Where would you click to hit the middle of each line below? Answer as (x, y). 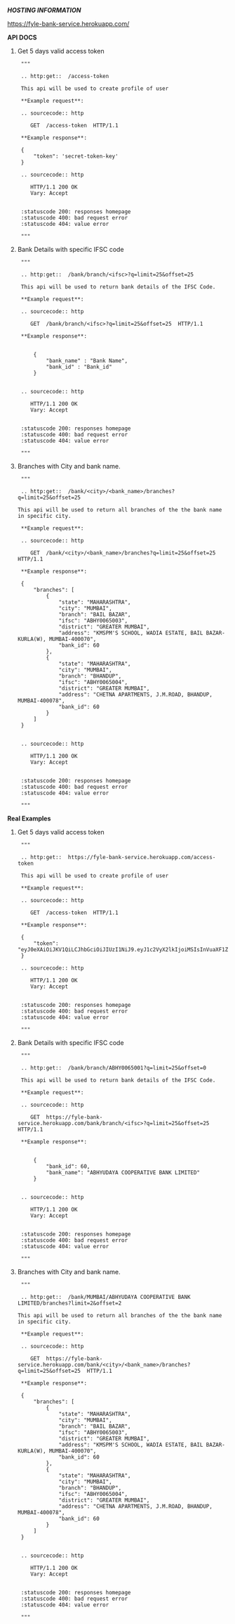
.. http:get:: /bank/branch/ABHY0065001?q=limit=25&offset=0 (114, 1068)
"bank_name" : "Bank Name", (87, 361)
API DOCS (22, 37)
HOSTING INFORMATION (44, 10)
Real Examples (29, 818)
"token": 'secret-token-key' (76, 156)
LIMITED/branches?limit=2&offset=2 (69, 1303)
